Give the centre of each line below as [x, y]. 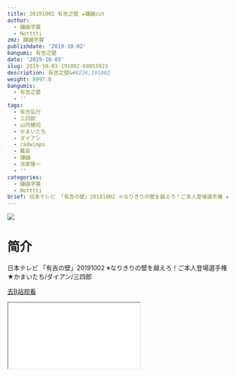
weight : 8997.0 [29, 79]
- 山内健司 [27, 125]
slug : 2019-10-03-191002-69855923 [58, 66]
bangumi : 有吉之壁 [32, 53]
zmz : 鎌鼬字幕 [26, 40]
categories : [25, 177]
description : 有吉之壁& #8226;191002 [59, 72]
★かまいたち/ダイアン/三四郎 [50, 277]
